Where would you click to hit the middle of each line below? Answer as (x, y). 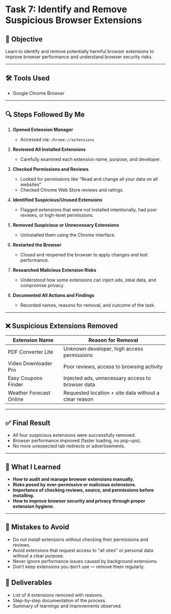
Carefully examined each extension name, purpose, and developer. (91, 159)
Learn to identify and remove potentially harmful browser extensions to (80, 51)
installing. (23, 495)
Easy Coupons (25, 378)
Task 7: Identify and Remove (66, 9)
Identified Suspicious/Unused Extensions (58, 200)
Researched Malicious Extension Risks (54, 270)
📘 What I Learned (33, 467)
